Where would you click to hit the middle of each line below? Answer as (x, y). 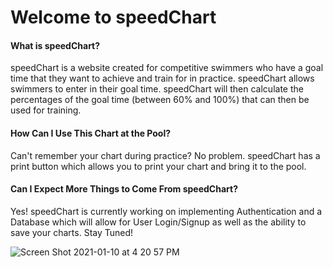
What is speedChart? (55, 45)
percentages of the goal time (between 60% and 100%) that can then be (160, 100)
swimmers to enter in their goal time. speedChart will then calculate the (157, 89)
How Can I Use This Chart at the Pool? (91, 133)
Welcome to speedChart (113, 17)
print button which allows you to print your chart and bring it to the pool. (158, 166)
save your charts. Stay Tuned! (72, 232)
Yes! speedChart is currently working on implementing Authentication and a (166, 211)
